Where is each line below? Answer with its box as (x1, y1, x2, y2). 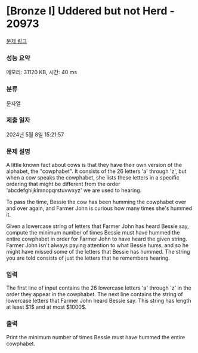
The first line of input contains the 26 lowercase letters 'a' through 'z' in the (6, 284, 192, 291)
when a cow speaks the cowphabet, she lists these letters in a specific (6, 174, 180, 181)
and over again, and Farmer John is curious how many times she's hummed (6, 205, 193, 212)
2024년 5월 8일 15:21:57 (6, 130, 64, 138)
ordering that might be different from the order (6, 181, 120, 188)
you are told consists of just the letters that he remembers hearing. (6, 254, 170, 261)
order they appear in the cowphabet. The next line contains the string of (6, 291, 183, 298)
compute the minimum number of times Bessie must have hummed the (6, 229, 180, 236)
